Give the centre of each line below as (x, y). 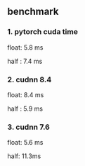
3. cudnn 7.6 (29, 127)
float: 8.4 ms (26, 94)
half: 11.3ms (24, 156)
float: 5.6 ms (25, 143)
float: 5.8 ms (25, 47)
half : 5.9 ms (25, 109)
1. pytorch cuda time (43, 32)
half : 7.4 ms (25, 61)
